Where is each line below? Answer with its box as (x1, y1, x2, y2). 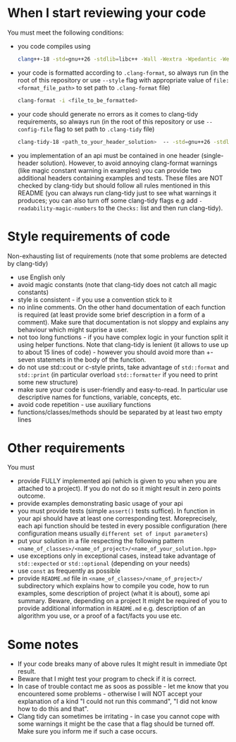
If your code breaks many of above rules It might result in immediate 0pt (17, 659, 228, 668)
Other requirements (7, 439, 125, 456)
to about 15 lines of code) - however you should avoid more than (17, 348, 205, 356)
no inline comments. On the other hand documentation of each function (17, 303, 226, 311)
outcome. (17, 492, 46, 500)
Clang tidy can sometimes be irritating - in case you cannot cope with (17, 712, 221, 721)
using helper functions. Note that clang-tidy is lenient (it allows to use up (17, 340, 229, 348)
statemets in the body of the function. (37, 355, 147, 364)
